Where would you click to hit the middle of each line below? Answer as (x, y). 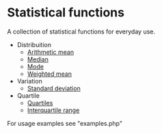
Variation (29, 81)
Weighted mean (49, 74)
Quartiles (40, 103)
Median (38, 59)
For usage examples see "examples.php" (65, 123)
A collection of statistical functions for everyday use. (81, 31)
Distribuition (34, 44)
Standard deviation (54, 88)
